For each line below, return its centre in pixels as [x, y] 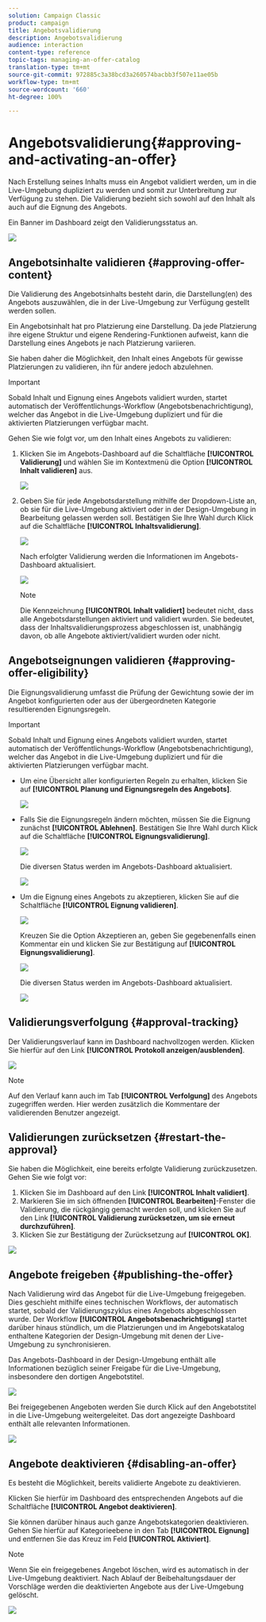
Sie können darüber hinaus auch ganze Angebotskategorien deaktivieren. [129, 1522]
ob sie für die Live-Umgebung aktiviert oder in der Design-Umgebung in [138, 509]
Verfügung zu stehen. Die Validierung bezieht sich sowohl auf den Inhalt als [132, 198]
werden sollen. [33, 311]
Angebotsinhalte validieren [77, 262]
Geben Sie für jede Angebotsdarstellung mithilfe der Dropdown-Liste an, [138, 501]
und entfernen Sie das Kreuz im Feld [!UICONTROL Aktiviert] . [110, 1539]
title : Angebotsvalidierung [55, 30]
